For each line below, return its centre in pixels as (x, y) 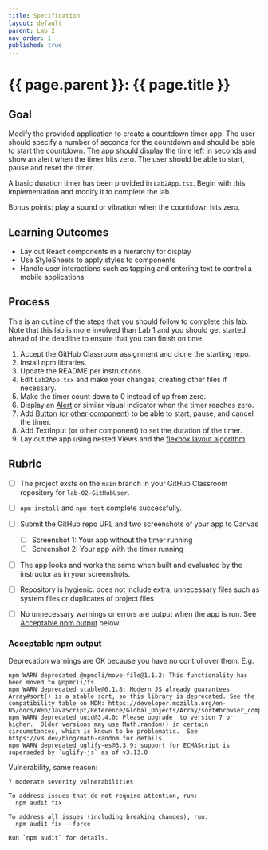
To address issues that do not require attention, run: (103, 796)
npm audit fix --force (53, 824)
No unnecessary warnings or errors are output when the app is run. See (138, 614)
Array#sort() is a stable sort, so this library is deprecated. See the (132, 696)
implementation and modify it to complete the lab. (90, 192)
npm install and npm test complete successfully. (100, 508)
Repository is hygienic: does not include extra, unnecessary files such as (140, 589)
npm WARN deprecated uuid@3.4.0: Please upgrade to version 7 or (121, 718)
